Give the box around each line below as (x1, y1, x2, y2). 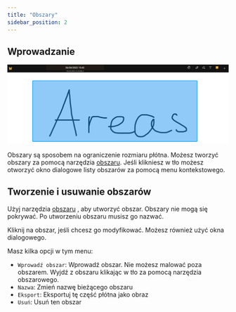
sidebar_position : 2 (7, 18, 68, 26)
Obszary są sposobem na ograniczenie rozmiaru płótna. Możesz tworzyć (7, 150, 219, 159)
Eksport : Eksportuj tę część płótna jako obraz (17, 290, 149, 299)
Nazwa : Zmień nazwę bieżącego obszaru (17, 282, 133, 291)
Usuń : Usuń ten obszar (17, 297, 82, 306)
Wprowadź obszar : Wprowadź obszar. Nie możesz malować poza (17, 260, 202, 268)
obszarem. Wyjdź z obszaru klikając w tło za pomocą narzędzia (17, 268, 202, 276)
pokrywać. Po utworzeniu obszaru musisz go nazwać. (7, 212, 164, 221)
